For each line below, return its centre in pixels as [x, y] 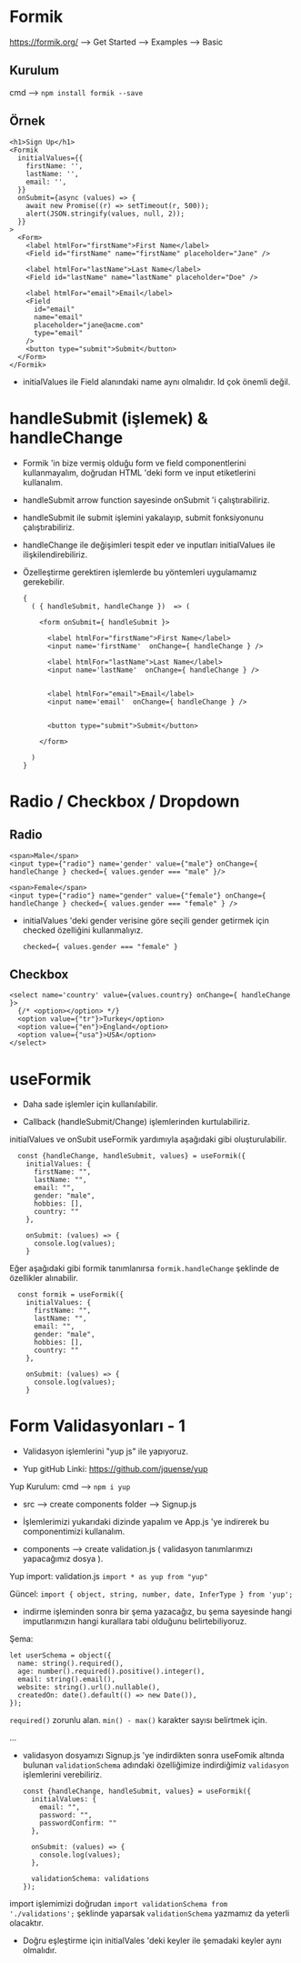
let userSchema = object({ [60, 1656]
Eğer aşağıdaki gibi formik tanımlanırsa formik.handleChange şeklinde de [145, 1268]
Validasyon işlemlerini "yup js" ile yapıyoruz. [105, 1451]
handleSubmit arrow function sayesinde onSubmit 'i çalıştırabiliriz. [146, 500]
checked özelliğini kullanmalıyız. [83, 930]
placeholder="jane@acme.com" [89, 325]
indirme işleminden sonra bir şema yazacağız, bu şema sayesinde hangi [157, 1612]
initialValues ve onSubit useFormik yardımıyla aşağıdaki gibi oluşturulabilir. [148, 1139]
